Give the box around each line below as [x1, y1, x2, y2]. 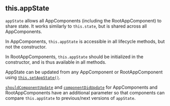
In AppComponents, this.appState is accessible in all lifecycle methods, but [5, 38, 165, 44]
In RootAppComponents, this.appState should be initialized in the [5, 54, 144, 60]
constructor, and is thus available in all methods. [5, 59, 107, 65]
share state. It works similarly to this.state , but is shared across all [5, 23, 147, 29]
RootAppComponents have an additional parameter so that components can [5, 89, 165, 96]
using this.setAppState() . [5, 74, 61, 81]
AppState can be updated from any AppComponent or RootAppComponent [5, 69, 163, 75]
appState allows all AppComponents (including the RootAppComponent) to [5, 17, 162, 23]
